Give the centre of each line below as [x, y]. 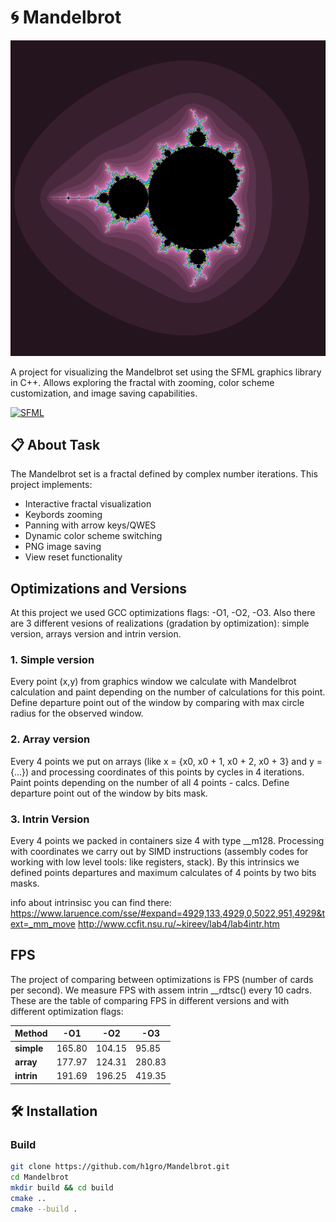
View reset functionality [73, 557]
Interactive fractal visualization [88, 504]
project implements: [51, 485]
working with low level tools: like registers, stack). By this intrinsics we [155, 862]
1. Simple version [52, 660]
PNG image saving [63, 547]
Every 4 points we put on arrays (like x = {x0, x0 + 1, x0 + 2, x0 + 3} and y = [166, 761]
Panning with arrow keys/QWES [90, 525]
